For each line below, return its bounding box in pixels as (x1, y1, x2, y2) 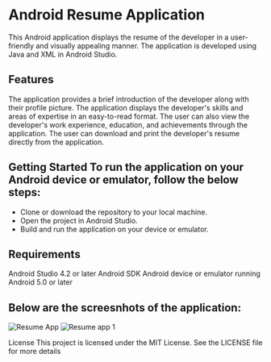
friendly (8, 40, 35, 50)
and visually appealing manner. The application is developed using (35, 40, 256, 50)
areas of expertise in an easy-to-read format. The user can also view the (8, 111, 250, 121)
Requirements (8, 248, 81, 261)
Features (8, 73, 54, 86)
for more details (8, 347, 61, 356)
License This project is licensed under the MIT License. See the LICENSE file (8, 338, 263, 347)
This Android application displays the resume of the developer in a (8, 32, 229, 42)
